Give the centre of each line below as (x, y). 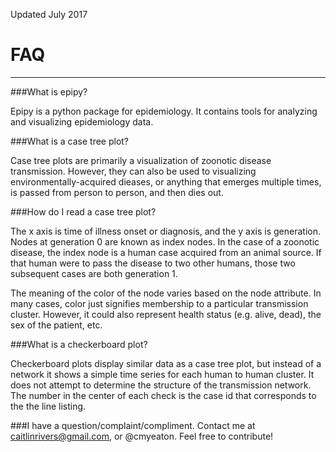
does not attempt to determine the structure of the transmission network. (161, 385)
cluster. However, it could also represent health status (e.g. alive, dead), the (166, 314)
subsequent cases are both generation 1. (94, 273)
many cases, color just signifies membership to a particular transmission (159, 303)
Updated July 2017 (49, 14)
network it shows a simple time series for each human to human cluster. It (162, 374)
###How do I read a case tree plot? (83, 211)
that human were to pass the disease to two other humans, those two (153, 263)
